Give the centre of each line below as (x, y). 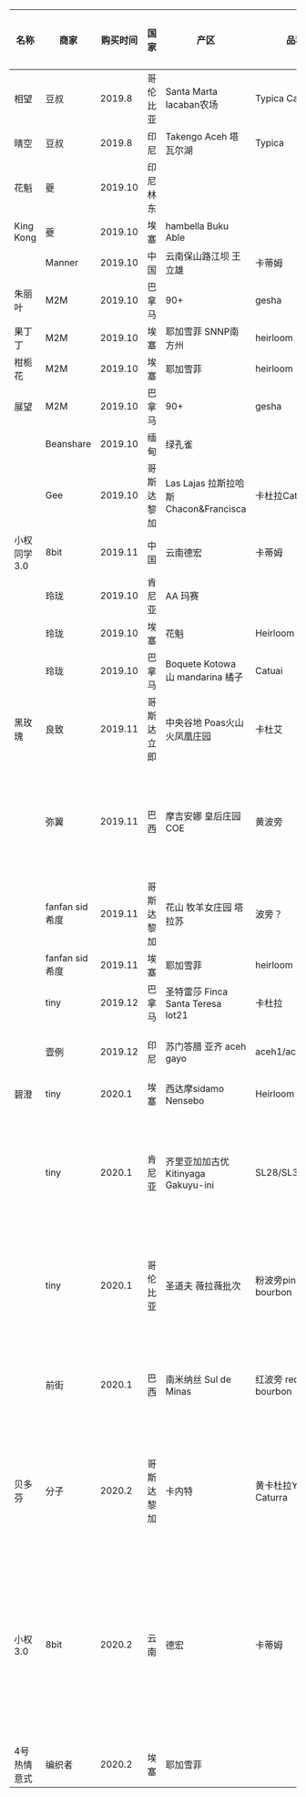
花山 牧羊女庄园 (199, 907)
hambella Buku (197, 226)
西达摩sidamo (195, 1089)
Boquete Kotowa (201, 664)
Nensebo (185, 1101)
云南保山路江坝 (197, 256)
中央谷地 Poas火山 (204, 722)
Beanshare (68, 444)
